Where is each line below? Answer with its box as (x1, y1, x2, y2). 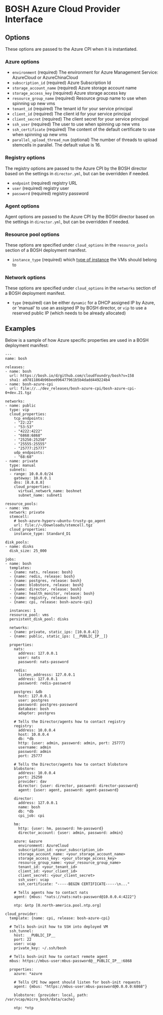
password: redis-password (18, 681, 71, 686)
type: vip (9, 408, 29, 413)
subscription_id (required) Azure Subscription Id (12, 80, 111, 86)
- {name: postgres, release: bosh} (9, 579, 82, 583)
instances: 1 (9, 608, 36, 613)
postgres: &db (14, 689, 42, 694)
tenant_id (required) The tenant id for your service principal (12, 106, 133, 112)
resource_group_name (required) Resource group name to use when (12, 95, 147, 101)
